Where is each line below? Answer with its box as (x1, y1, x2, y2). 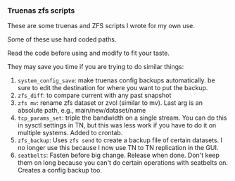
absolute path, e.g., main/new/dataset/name (17, 106, 146, 115)
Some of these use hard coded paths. (7, 35, 117, 44)
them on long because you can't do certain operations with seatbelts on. (17, 158, 229, 167)
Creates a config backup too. (17, 166, 103, 175)
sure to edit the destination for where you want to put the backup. (17, 84, 208, 92)
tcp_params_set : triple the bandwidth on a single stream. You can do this (17, 113, 227, 122)
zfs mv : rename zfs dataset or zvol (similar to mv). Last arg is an (17, 99, 203, 107)
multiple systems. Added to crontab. (17, 129, 123, 137)
